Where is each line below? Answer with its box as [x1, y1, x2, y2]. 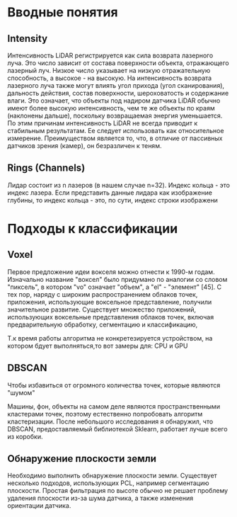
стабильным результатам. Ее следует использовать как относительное [7, 127, 224, 135]
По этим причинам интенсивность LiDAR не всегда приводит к [7, 119, 198, 127]
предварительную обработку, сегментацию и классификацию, [7, 320, 198, 329]
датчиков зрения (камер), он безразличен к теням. [7, 142, 162, 149]
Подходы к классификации [7, 221, 178, 237]
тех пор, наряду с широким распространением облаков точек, [7, 290, 198, 298]
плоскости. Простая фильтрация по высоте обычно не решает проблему [7, 487, 229, 495]
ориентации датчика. [7, 501, 71, 510]
